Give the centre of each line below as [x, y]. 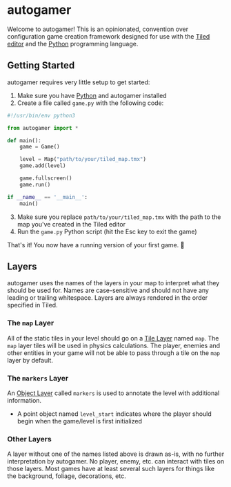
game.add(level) [43, 166]
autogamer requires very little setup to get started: [79, 82]
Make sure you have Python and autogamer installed [92, 95]
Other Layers [29, 439]
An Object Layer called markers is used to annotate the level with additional [113, 393]
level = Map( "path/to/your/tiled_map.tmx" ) [83, 160]
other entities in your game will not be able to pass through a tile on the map [114, 353]
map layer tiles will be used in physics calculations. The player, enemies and [114, 345]
